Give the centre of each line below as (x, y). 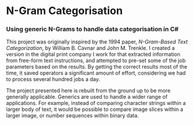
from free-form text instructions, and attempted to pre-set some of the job (96, 60)
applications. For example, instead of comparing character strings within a (96, 103)
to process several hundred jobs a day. (53, 79)
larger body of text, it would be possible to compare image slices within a (95, 109)
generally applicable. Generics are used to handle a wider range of (87, 97)
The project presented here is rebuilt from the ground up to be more (88, 91)
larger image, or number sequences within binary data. (73, 116)
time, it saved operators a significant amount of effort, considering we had (96, 73)
